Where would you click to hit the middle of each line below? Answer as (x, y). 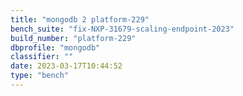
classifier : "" (42, 57)
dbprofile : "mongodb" (55, 47)
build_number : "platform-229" (73, 38)
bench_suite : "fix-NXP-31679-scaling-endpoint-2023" (122, 29)
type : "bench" (40, 76)
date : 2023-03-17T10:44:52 (66, 66)
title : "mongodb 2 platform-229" (80, 19)
